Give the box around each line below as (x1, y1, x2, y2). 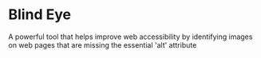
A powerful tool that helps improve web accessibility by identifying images (8, 32, 253, 41)
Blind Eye (8, 6, 72, 24)
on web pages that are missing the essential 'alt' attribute (8, 40, 197, 49)
